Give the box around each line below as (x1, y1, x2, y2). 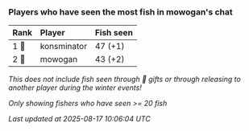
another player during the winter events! (8, 83, 143, 92)
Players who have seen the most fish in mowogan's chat (8, 6, 233, 18)
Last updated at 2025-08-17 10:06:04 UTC (8, 114, 151, 124)
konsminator (39, 41, 87, 52)
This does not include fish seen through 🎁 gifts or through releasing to (8, 75, 242, 84)
